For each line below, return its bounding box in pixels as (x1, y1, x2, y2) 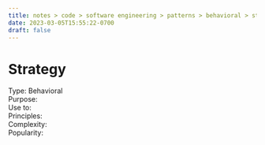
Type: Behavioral (8, 86, 63, 95)
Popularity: (8, 128, 43, 138)
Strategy (8, 60, 67, 78)
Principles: (8, 111, 43, 121)
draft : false (8, 26, 51, 34)
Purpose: (8, 95, 38, 104)
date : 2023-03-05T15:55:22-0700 (8, 19, 114, 27)
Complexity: (8, 120, 47, 129)
